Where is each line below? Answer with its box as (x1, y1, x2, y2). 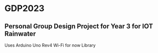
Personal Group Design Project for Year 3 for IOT (4, 22, 153, 30)
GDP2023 (4, 3, 44, 14)
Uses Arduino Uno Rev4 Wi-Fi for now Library (4, 42, 96, 48)
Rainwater (4, 29, 36, 38)
